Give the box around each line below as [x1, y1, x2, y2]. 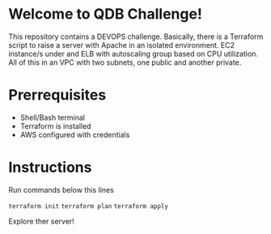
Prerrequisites [8, 86, 107, 104]
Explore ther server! [8, 216, 74, 226]
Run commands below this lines [8, 185, 115, 194]
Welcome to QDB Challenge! [8, 5, 202, 23]
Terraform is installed [19, 121, 91, 130]
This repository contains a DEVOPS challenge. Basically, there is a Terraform [8, 32, 264, 41]
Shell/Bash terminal [19, 113, 85, 122]
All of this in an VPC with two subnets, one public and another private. [8, 57, 242, 67]
